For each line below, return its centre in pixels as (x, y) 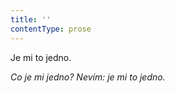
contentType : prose (51, 29)
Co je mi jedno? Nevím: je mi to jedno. (88, 77)
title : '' (31, 19)
